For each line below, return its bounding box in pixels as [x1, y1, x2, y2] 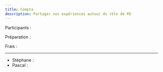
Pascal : [12, 62, 28, 68]
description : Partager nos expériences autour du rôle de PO [5, 12, 131, 16]
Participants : [5, 24, 32, 30]
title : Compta [5, 7, 34, 12]
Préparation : [5, 34, 31, 40]
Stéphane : [12, 57, 34, 63]
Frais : [5, 43, 17, 49]
